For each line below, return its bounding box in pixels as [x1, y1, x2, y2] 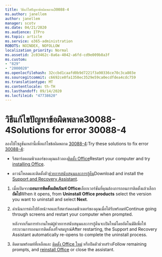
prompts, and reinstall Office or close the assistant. [12, 247, 115, 253]
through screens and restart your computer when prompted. [12, 211, 133, 217]
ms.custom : [5, 57, 27, 62]
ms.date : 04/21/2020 [5, 25, 47, 30]
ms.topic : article [5, 35, 42, 39]
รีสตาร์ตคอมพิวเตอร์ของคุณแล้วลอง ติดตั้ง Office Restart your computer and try [12, 156, 150, 162]
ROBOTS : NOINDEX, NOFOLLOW [5, 43, 60, 48]
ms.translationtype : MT [5, 79, 54, 84]
